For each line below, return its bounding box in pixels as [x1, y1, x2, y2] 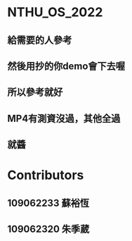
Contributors [7, 167, 84, 183]
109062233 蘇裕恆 [7, 197, 90, 209]
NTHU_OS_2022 [7, 4, 103, 20]
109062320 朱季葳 [7, 223, 90, 235]
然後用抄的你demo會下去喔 [7, 60, 125, 72]
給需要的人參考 [7, 34, 72, 46]
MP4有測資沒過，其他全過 [7, 112, 121, 124]
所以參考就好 [7, 86, 63, 99]
